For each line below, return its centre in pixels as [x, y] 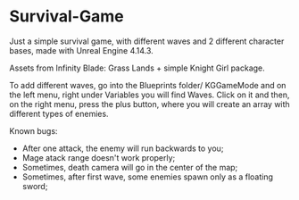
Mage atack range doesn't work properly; [99, 157]
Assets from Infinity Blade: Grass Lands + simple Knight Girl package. [137, 68]
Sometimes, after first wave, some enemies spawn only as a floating [148, 177]
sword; [35, 186]
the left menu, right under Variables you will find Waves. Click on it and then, [149, 95]
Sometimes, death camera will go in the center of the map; [130, 167]
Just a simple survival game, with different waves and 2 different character [147, 41]
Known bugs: [33, 130]
